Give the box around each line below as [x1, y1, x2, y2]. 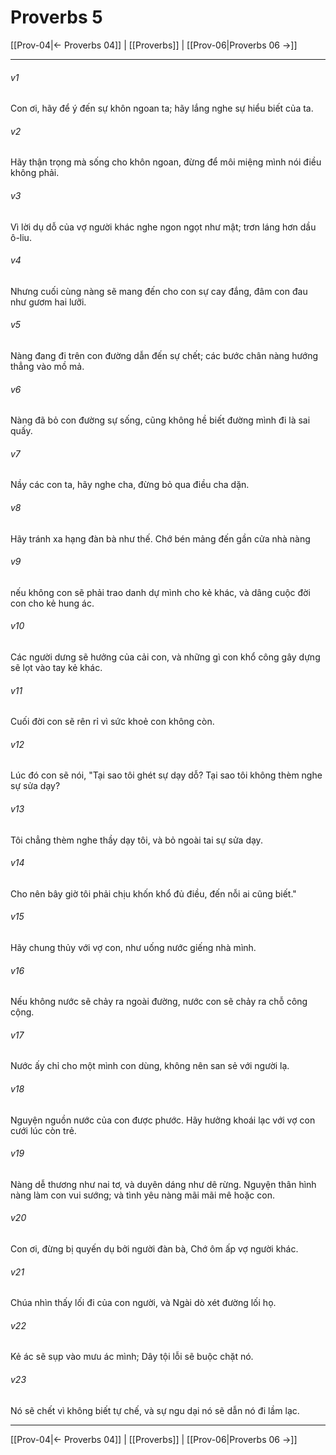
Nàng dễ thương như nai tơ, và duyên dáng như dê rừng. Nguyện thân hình [10, 1178, 317, 1190]
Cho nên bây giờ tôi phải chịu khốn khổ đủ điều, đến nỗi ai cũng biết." [10, 887, 297, 900]
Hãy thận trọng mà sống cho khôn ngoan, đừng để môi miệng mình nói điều [10, 156, 322, 168]
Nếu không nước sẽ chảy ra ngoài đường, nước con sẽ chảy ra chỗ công [10, 996, 308, 1008]
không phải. [10, 167, 60, 179]
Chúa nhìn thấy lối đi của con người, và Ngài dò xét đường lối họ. [10, 1297, 277, 1309]
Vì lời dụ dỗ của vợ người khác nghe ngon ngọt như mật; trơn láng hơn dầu [10, 221, 317, 233]
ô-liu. [10, 231, 32, 243]
